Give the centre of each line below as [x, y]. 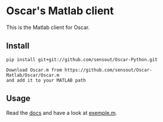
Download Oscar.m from [34, 70]
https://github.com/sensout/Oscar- [108, 70]
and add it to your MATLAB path [46, 80]
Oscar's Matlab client [60, 11]
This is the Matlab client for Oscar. [48, 27]
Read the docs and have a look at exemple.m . [62, 113]
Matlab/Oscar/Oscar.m [33, 75]
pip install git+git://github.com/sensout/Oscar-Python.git [82, 60]
